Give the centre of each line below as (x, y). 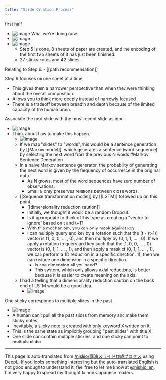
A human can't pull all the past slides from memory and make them (80, 315)
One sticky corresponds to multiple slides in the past (59, 300)
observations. (41, 186)
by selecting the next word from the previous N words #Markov (84, 154)
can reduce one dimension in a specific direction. (77, 259)
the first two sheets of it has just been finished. (67, 54)
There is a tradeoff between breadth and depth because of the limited (83, 104)
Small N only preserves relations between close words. (83, 191)
